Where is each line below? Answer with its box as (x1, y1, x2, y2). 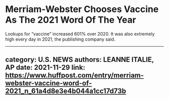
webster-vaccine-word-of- (5, 79, 92, 87)
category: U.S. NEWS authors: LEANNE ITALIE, (5, 55, 154, 64)
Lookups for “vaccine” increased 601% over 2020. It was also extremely (5, 31, 155, 37)
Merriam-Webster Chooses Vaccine (5, 4, 159, 15)
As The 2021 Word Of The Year (5, 14, 136, 26)
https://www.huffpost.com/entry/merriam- (5, 71, 144, 80)
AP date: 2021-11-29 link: (5, 63, 86, 72)
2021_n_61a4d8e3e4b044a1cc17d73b (5, 87, 126, 95)
